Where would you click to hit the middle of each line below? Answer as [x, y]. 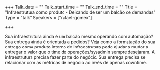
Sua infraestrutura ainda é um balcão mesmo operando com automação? [79, 36]
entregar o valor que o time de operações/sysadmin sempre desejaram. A [80, 52]
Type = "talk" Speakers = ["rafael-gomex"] [48, 17]
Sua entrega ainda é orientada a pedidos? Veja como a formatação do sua [80, 42]
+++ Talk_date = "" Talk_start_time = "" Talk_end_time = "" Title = [71, 7]
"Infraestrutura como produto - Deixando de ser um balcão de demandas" [80, 12]
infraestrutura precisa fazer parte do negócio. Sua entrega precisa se [75, 57]
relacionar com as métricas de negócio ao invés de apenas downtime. [76, 62]
